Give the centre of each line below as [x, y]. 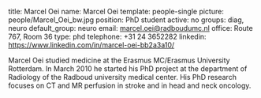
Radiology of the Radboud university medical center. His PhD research [122, 77]
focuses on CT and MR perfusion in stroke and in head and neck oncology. [130, 85]
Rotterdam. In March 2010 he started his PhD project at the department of [128, 69]
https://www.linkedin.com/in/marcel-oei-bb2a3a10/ [91, 45]
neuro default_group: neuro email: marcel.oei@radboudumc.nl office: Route [131, 28]
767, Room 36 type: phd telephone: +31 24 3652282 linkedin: [107, 36]
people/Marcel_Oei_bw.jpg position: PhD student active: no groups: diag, [126, 20]
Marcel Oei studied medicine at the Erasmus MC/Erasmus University [119, 60]
